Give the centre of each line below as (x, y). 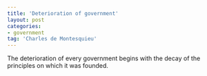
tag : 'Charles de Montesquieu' (52, 39)
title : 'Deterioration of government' (63, 13)
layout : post (26, 20)
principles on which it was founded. (58, 66)
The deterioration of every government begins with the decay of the (104, 58)
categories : (24, 26)
